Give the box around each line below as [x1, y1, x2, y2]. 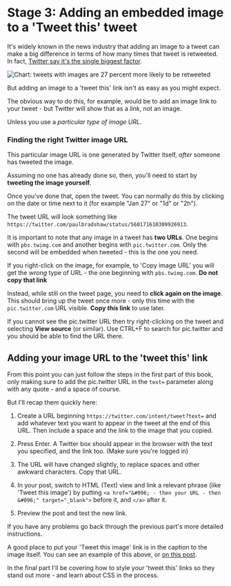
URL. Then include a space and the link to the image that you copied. [17, 426, 214, 435]
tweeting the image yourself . [7, 179, 92, 187]
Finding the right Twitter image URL [7, 134, 128, 144]
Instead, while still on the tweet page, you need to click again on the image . [7, 290, 223, 298]
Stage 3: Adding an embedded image [7, 5, 224, 21]
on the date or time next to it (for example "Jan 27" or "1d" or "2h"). [7, 199, 198, 208]
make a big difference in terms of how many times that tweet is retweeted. [7, 50, 219, 58]
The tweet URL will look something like [7, 212, 117, 221]
